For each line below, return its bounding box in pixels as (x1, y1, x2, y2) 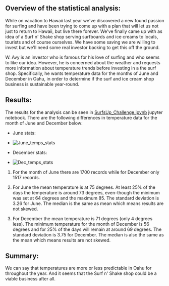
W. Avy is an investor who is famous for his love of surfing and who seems (5, 54, 160, 60)
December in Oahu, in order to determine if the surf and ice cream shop (5, 75, 154, 81)
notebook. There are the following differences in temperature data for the (5, 114, 157, 120)
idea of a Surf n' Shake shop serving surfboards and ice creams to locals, (5, 33, 158, 39)
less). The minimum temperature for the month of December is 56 (12, 221, 150, 227)
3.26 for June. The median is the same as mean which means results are (12, 200, 164, 207)
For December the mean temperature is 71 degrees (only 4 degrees (12, 215, 153, 222)
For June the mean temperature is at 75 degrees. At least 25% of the (12, 184, 155, 190)
